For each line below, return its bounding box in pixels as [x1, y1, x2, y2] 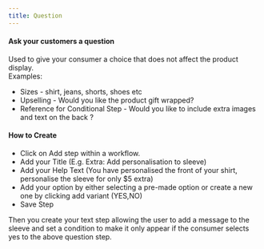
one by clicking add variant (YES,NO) [19, 191, 142, 201]
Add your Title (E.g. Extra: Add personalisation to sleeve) [19, 157, 207, 167]
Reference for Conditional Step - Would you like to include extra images [19, 103, 256, 113]
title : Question [8, 11, 62, 20]
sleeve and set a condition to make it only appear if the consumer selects [8, 223, 250, 233]
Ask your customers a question [8, 37, 114, 46]
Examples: [8, 71, 42, 81]
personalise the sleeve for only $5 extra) [19, 174, 154, 184]
